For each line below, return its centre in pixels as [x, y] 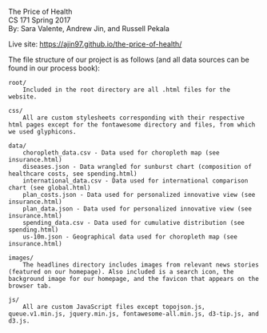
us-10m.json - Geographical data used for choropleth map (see [130, 237]
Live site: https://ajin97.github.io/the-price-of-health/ [95, 44]
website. [23, 97]
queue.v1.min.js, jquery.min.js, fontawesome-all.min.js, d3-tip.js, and [134, 314]
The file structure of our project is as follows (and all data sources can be [129, 60]
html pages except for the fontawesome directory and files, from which [132, 125]
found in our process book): [54, 68]
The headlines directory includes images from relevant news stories [141, 265]
